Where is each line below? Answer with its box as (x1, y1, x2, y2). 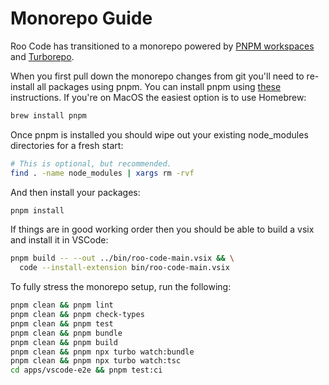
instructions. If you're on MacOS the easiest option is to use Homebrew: (10, 91, 307, 103)
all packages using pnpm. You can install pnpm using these (36, 80, 282, 92)
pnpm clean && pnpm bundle (10, 328, 123, 338)
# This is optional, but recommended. (10, 158, 172, 169)
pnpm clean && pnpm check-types (10, 310, 145, 320)
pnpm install (10, 205, 65, 216)
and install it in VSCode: (10, 234, 109, 246)
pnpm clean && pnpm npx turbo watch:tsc (10, 356, 182, 366)
